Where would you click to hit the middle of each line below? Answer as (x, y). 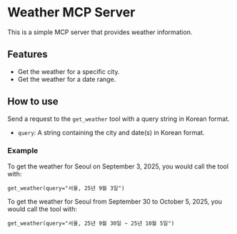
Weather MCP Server (71, 12)
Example (23, 151)
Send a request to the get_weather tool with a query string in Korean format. (118, 119)
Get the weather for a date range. (67, 79)
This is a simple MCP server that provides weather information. (100, 32)
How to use (33, 101)
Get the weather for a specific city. (69, 71)
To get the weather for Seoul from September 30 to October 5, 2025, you (115, 201)
